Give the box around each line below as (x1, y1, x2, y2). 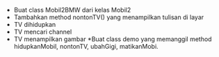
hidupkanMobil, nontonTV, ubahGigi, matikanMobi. (13, 43, 159, 50)
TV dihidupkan (13, 21, 56, 28)
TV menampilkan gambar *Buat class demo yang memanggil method (13, 35, 212, 43)
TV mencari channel (13, 27, 72, 36)
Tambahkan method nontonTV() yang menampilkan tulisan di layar (13, 13, 204, 21)
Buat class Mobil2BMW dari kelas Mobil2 (13, 6, 131, 14)
